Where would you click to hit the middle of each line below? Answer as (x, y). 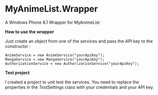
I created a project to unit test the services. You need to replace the (72, 82)
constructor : (18, 46)
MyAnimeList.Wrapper (51, 9)
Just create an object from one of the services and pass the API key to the (79, 41)
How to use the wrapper (29, 32)
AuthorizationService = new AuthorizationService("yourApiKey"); (72, 63)
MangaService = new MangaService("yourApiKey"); (55, 59)
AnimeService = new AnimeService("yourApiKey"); (55, 55)
